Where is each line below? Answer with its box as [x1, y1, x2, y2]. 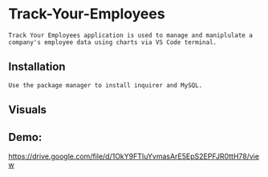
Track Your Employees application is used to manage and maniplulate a [8, 31, 253, 39]
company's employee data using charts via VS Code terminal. [8, 38, 217, 46]
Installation [8, 60, 66, 74]
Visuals [8, 103, 47, 117]
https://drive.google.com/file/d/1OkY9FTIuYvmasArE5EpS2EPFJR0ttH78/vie [8, 151, 259, 161]
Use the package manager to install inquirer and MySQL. [8, 81, 203, 89]
